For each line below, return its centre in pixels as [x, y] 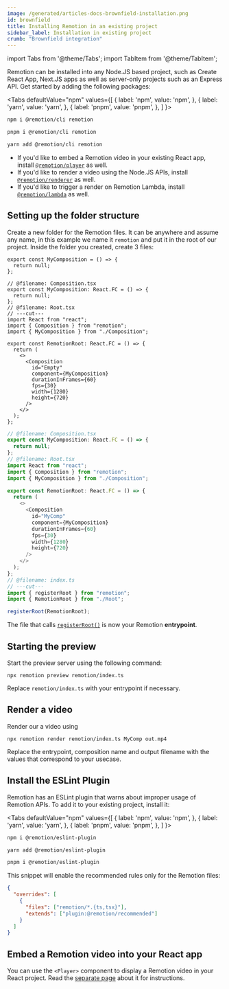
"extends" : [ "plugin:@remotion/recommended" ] [91, 913]
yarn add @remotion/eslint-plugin [57, 850]
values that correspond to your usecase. [64, 759]
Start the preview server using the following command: [85, 663]
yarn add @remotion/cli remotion [55, 144]
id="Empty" [47, 367]
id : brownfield [29, 20]
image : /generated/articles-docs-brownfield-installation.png [98, 13]
